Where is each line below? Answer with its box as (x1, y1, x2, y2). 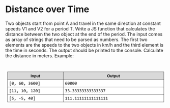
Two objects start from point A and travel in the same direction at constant (5, 20, 161, 26)
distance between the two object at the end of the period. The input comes (5, 31, 163, 37)
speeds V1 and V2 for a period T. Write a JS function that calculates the (5, 25, 155, 31)
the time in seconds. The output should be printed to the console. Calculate (5, 47, 164, 53)
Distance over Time (5, 4, 90, 15)
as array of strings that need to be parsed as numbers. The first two (5, 37, 148, 43)
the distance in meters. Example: (5, 52, 74, 59)
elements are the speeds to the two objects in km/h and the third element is (5, 42, 164, 48)
